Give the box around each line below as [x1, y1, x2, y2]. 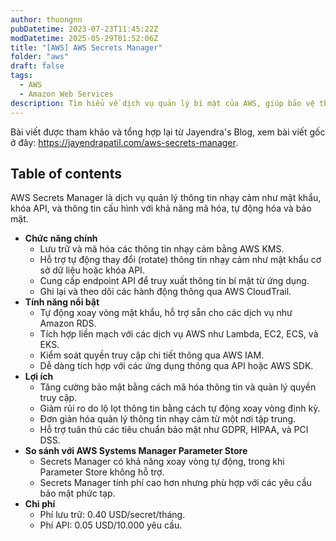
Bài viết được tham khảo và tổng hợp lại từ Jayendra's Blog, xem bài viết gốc [10, 126, 326, 138]
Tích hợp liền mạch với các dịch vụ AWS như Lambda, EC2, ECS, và [39, 328, 319, 340]
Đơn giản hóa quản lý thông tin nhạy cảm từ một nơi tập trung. [39, 413, 297, 425]
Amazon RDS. [39, 317, 97, 330]
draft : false [10, 61, 65, 71]
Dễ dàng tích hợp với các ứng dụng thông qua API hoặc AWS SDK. [39, 360, 314, 372]
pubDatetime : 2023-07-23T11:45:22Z [10, 24, 159, 34]
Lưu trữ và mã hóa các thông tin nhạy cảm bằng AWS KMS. [39, 243, 285, 255]
